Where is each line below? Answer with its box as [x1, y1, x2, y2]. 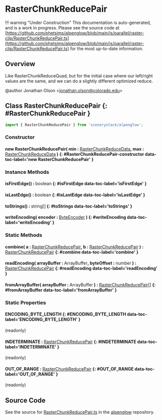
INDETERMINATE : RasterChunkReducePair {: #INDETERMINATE [5, 339, 137, 345]
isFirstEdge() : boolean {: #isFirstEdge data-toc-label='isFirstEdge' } [5, 181, 147, 187]
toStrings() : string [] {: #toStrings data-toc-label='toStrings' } [5, 203, 133, 209]
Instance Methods [5, 168, 49, 175]
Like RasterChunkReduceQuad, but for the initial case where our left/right [5, 72, 153, 79]
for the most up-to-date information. [70, 46, 143, 51]
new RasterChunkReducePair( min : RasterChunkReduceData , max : [5, 146, 144, 152]
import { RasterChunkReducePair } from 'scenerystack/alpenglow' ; [5, 122, 143, 127]
